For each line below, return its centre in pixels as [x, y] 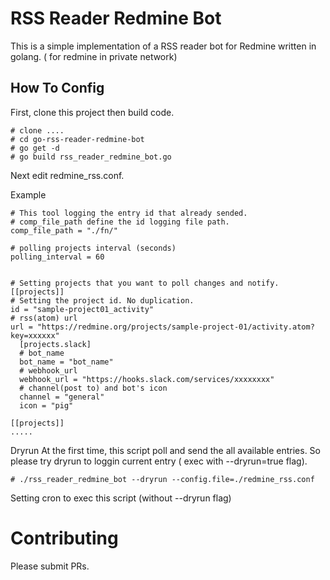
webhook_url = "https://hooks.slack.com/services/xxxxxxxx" [147, 379]
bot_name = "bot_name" [66, 362]
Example [28, 194]
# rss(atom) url [44, 318]
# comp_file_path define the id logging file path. [120, 222]
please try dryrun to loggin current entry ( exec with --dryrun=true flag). [159, 461]
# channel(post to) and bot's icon [93, 388]
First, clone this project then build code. [92, 112]
